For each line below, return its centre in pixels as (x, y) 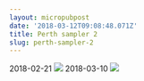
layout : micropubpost (50, 17)
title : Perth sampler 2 (54, 34)
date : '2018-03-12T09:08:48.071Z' (74, 26)
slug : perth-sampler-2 (51, 42)
